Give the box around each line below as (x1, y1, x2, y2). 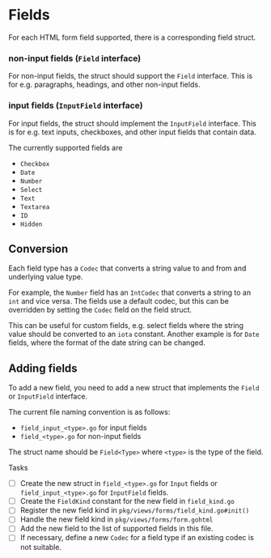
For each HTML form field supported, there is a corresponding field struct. (8, 32, 256, 42)
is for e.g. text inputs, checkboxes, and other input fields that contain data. (8, 127, 256, 137)
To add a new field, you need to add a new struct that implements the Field (8, 383, 260, 393)
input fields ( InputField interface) (8, 100, 143, 111)
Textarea (19, 202, 50, 211)
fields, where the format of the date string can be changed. (8, 338, 205, 347)
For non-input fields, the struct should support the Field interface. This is (8, 71, 253, 81)
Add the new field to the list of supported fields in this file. (19, 524, 214, 534)
